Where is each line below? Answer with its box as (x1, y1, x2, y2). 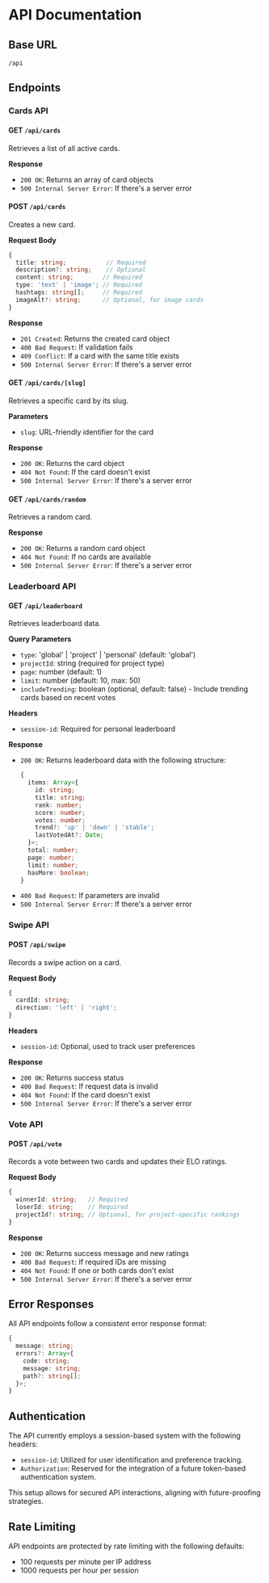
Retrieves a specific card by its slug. (8, 396, 129, 405)
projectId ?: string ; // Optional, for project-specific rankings (15, 1210, 241, 1219)
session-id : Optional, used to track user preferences (19, 1042, 195, 1051)
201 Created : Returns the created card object (19, 334, 170, 343)
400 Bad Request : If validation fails (19, 342, 133, 352)
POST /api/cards (8, 202, 66, 212)
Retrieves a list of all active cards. (8, 143, 120, 153)
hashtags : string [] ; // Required (15, 288, 143, 296)
